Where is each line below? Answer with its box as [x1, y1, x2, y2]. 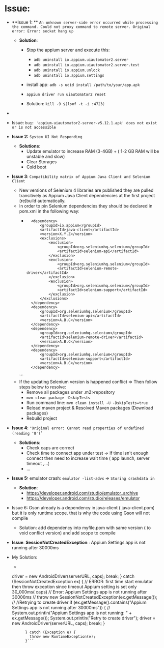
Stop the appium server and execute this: [26, 47, 110, 53]
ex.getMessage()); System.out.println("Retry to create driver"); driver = [11, 615, 156, 621]
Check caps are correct [26, 444, 75, 450]
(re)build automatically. [19, 198, 66, 204]
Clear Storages [26, 158, 57, 165]
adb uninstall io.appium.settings [33, 73, 105, 78]
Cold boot [26, 164, 47, 170]
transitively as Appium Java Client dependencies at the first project [19, 192, 155, 198]
